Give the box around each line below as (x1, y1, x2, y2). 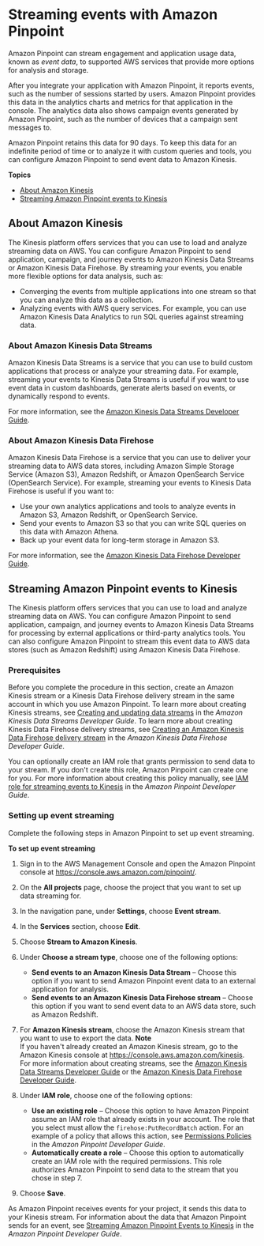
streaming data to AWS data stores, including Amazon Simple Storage (8, 461, 235, 471)
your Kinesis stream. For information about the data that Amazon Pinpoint (8, 1212, 247, 1221)
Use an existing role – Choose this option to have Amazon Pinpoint (31, 1105, 250, 1116)
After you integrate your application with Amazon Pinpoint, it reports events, (8, 81, 255, 90)
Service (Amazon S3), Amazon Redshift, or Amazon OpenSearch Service (8, 470, 245, 479)
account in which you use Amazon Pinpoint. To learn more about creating (8, 700, 247, 709)
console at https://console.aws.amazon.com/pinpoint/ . (19, 867, 197, 877)
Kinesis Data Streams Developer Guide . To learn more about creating (8, 716, 232, 726)
